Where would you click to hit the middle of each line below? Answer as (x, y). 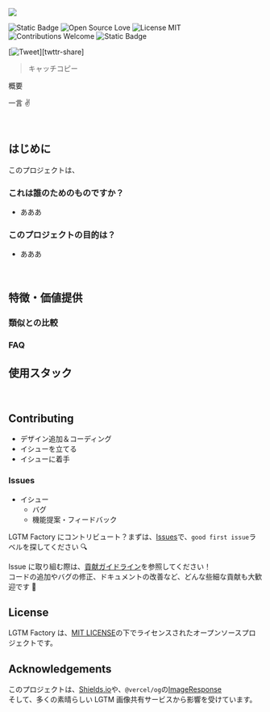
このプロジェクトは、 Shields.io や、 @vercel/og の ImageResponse (115, 689)
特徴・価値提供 (46, 298)
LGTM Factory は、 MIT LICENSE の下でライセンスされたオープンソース (125, 633)
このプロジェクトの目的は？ (62, 235)
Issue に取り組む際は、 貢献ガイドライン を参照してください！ (110, 567)
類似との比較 (33, 322)
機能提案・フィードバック (75, 519)
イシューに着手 (45, 459)
